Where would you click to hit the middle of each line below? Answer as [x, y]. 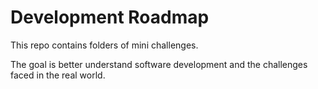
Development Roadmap [110, 17]
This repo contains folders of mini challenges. [104, 45]
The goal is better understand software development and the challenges [159, 64]
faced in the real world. [58, 75]
